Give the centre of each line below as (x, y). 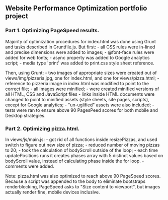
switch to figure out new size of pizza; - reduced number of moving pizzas (82, 145)
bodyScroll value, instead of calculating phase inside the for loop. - (75, 161)
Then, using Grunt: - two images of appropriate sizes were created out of (81, 73)
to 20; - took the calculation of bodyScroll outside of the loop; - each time (82, 150)
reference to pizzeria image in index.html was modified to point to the (77, 83)
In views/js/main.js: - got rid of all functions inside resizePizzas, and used (81, 139)
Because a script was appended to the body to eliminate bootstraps (75, 181)
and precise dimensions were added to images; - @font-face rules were (80, 52)
